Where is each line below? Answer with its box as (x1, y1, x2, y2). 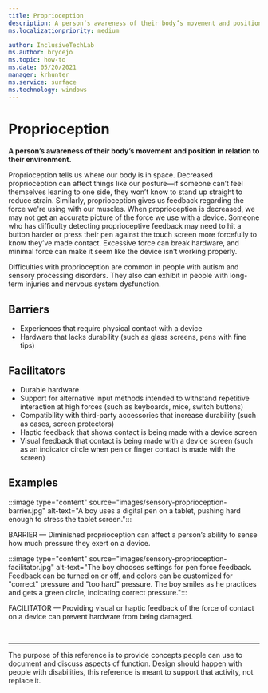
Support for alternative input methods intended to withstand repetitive (19, 393, 250, 404)
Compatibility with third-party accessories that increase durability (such (19, 411, 257, 420)
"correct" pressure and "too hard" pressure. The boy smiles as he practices (8, 579, 257, 588)
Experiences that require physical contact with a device (19, 324, 203, 333)
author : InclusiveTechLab (8, 41, 94, 49)
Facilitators (8, 364, 66, 377)
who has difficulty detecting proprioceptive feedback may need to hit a (8, 221, 242, 231)
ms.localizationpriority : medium (8, 26, 120, 34)
